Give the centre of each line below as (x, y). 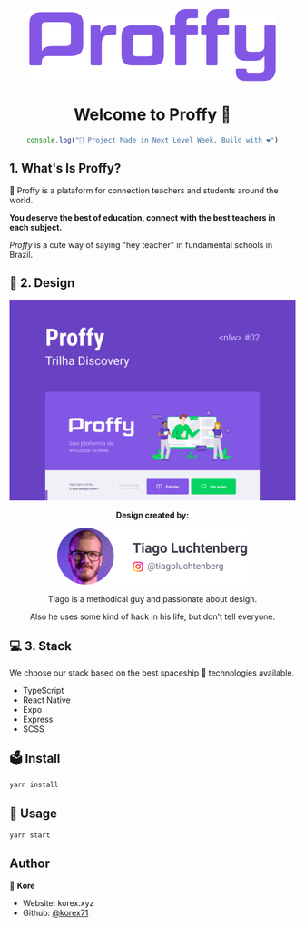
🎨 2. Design (42, 283)
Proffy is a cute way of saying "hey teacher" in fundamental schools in (141, 244)
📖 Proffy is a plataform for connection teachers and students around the (144, 190)
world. (21, 200)
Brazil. (21, 254)
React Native (46, 700)
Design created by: (152, 515)
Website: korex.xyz (58, 902)
